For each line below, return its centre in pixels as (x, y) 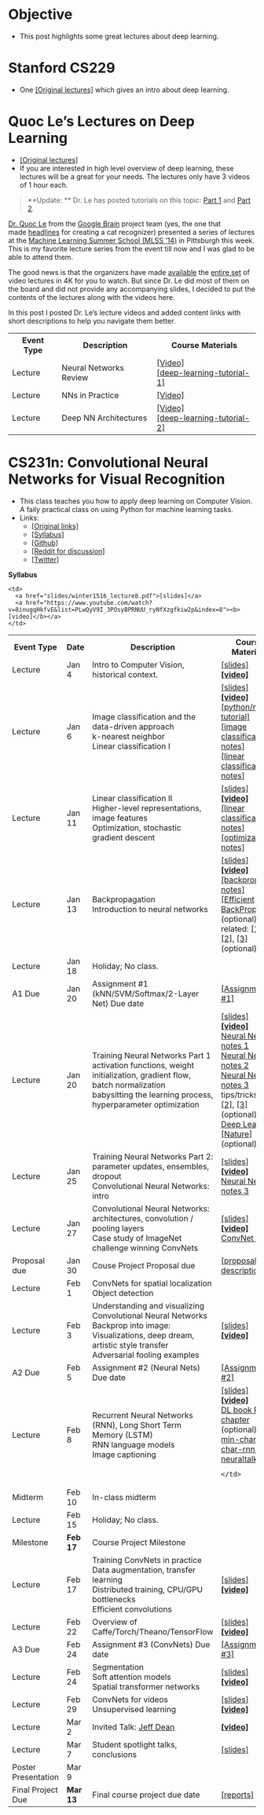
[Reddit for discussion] (68, 551)
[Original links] (55, 526)
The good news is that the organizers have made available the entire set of (129, 272)
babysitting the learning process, (153, 1095)
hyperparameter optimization (146, 1104)
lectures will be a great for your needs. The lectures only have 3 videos (134, 176)
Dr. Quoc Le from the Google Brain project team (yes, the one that (115, 223)
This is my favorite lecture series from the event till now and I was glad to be (132, 248)
